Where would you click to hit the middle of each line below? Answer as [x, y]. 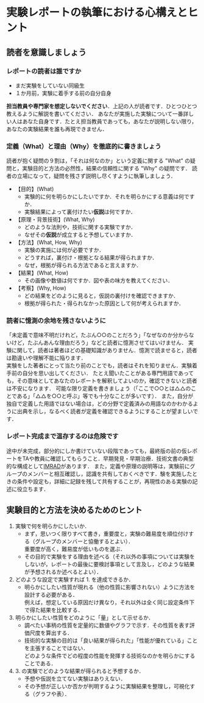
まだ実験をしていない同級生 [50, 85]
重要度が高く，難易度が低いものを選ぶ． [75, 549]
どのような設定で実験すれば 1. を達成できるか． [74, 579]
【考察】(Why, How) [41, 288]
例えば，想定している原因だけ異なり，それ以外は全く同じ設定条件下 [109, 602]
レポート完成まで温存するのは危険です [62, 436]
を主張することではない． [56, 648]
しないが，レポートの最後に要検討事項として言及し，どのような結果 [109, 564]
